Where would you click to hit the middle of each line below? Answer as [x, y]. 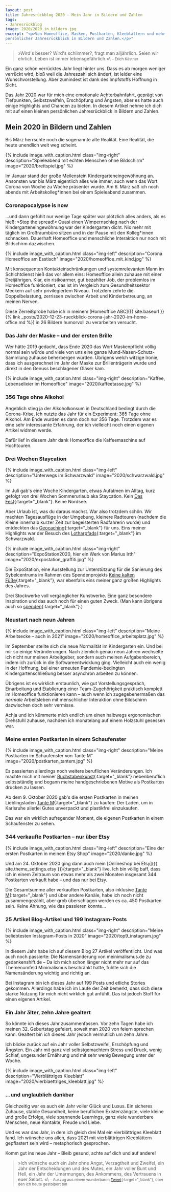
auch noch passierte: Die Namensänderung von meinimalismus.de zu [78, 957]
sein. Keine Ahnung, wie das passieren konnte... [56, 906]
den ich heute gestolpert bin [42, 1184]
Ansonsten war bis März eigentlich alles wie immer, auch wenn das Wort [81, 181]
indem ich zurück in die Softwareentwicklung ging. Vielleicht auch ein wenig [86, 663]
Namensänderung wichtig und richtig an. [48, 973]
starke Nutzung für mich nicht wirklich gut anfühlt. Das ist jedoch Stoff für [83, 994]
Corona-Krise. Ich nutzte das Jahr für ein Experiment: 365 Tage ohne [78, 414]
